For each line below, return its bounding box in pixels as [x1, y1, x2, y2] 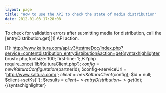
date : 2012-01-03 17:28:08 [5, 16, 61, 21]
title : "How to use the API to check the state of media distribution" [5, 12, 157, 17]
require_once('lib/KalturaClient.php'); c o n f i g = [5, 61, 100, 67]
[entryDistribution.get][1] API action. [5, 35, 79, 41]
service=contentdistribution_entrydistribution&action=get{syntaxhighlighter [5, 50, 160, 56]
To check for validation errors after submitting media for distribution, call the [5, 30, 162, 36]
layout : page [5, 7, 32, 12]
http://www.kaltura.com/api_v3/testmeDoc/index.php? [12, 45, 123, 51]
